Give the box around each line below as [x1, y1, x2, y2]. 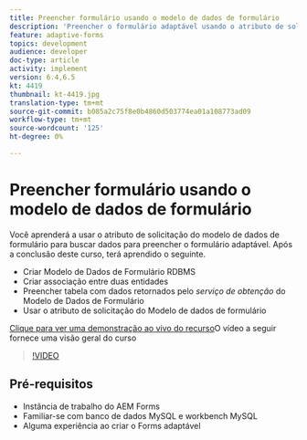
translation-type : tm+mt [9, 98, 104, 108]
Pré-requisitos [9, 376, 94, 393]
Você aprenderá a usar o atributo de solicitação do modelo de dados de [9, 229, 281, 240]
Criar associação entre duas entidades [22, 276, 169, 287]
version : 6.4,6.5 [9, 73, 76, 82]
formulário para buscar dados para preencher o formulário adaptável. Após [9, 238, 293, 249]
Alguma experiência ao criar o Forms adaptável [22, 420, 201, 431]
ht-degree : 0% [9, 132, 64, 141]
